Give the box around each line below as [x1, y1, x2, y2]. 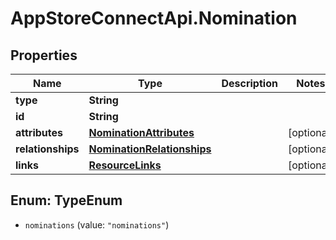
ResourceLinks [88, 158, 162, 172]
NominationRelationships [88, 142, 212, 156]
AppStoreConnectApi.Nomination [10, 7, 298, 30]
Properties [10, 47, 78, 64]
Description [221, 77, 278, 90]
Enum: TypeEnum [10, 192, 123, 209]
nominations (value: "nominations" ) [24, 218, 170, 231]
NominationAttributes [88, 126, 195, 139]
